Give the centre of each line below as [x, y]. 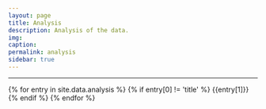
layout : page [30, 15]
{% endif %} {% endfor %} [52, 98]
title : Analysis [35, 23]
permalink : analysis [42, 52]
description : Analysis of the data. [68, 30]
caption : [23, 45]
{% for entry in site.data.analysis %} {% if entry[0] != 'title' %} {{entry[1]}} [129, 89]
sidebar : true [32, 60]
